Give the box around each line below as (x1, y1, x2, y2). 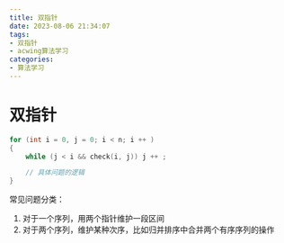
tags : (9, 30, 30, 39)
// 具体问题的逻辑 (25, 168, 85, 177)
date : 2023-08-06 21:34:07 (9, 22, 111, 31)
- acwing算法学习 (9, 47, 69, 56)
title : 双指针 (9, 13, 58, 22)
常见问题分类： (9, 194, 65, 205)
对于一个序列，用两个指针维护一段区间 (22, 213, 164, 224)
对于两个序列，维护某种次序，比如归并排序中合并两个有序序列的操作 (22, 224, 275, 235)
